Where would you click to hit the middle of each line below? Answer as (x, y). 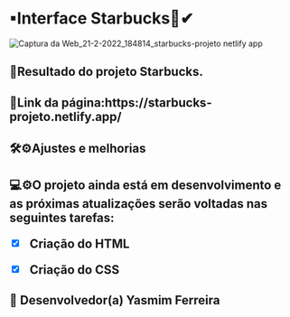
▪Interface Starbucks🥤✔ (102, 19)
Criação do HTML (80, 243)
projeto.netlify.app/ (65, 117)
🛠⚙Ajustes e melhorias (78, 149)
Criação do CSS (75, 270)
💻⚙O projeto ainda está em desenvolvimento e (145, 185)
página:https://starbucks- (136, 103)
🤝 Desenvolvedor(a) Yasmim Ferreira (115, 300)
